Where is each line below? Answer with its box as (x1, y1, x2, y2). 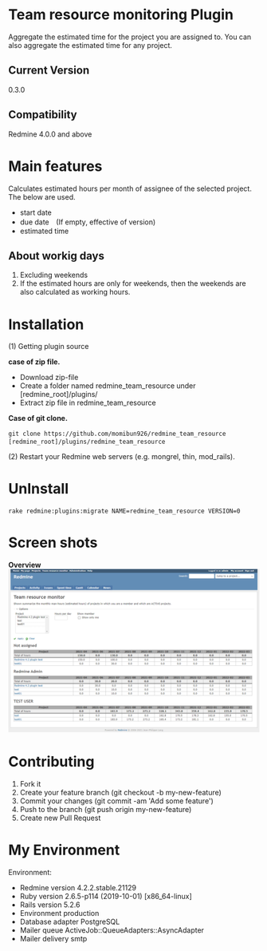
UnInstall (8, 480, 69, 498)
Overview (8, 561, 41, 570)
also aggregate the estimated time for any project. (8, 40, 173, 50)
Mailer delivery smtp (19, 933, 88, 943)
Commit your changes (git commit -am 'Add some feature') (19, 796, 214, 806)
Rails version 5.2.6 (19, 900, 80, 909)
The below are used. (8, 192, 76, 201)
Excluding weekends (19, 270, 88, 280)
